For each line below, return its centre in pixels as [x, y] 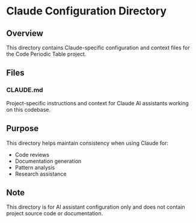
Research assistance [41, 174]
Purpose [23, 128]
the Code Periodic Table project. [46, 54]
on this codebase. [29, 109]
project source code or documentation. [55, 213]
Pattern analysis [35, 167]
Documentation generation [48, 161]
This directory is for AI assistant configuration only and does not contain [96, 207]
